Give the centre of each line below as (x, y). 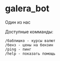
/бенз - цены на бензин (29, 45)
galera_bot (27, 9)
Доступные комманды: (29, 31)
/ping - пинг (18, 49)
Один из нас (18, 22)
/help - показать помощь (30, 54)
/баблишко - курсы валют (30, 41)
